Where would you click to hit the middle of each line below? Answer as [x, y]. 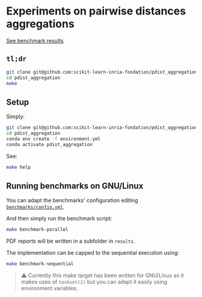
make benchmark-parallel [37, 230]
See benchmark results [35, 40]
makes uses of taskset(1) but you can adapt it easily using [94, 282]
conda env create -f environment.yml [54, 139]
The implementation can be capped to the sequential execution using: [93, 253]
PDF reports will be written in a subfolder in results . [71, 241]
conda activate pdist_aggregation [50, 144]
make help [19, 167]
